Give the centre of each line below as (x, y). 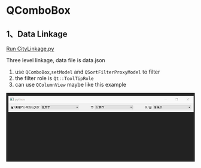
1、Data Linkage (37, 34)
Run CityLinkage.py (30, 49)
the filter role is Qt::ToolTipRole (54, 78)
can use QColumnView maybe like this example (71, 85)
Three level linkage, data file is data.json (56, 60)
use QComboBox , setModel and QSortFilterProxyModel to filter (87, 72)
